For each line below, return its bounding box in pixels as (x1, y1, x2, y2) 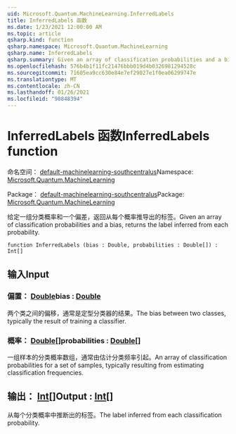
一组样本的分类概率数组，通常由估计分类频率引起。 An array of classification (7, 353, 228, 361)
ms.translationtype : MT (7, 75, 77, 83)
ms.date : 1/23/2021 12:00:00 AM (7, 23, 102, 30)
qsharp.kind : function (7, 37, 74, 44)
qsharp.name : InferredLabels (7, 50, 93, 57)
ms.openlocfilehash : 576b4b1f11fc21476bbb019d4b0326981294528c (7, 63, 197, 70)
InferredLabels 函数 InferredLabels (7, 128, 210, 144)
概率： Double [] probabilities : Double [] (7, 335, 141, 345)
